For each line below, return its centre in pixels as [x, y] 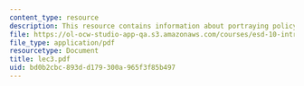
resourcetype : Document [54, 51]
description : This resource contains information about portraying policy [153, 26]
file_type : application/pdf [62, 43]
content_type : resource [54, 17]
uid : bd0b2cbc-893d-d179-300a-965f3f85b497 [93, 68]
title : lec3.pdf [40, 59]
